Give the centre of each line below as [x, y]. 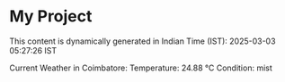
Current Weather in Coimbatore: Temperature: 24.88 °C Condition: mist [141, 68]
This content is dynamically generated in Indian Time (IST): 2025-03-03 [142, 41]
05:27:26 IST [33, 50]
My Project [51, 16]
